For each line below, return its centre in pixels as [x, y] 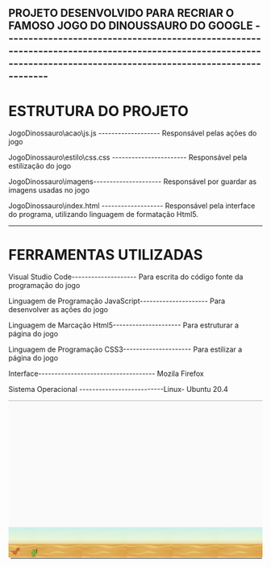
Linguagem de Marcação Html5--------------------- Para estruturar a [124, 325]
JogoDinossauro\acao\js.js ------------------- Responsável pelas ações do [133, 133]
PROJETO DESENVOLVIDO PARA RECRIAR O [121, 13]
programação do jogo [44, 286]
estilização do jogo [40, 166]
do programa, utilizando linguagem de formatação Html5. [104, 215]
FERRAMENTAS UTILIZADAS [106, 254]
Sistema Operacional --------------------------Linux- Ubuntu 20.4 [118, 390]
